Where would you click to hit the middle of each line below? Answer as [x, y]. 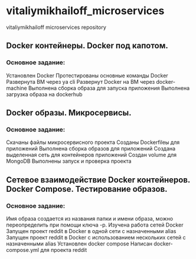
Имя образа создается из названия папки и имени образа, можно [89, 219]
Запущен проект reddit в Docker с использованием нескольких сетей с [96, 237]
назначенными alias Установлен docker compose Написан [79, 244]
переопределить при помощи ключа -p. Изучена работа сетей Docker [95, 225]
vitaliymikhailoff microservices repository [56, 27]
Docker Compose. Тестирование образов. [87, 189]
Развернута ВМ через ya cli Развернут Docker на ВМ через [81, 81]
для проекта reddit [64, 250]
